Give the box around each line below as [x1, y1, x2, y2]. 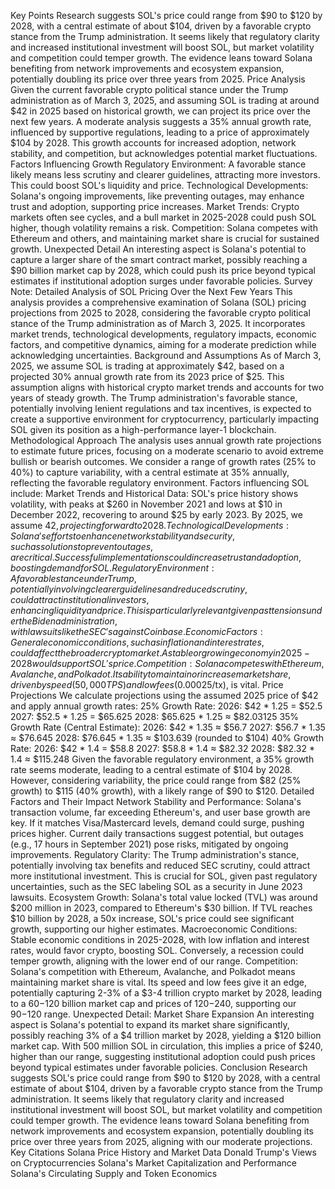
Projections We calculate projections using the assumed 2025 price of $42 [10, 690, 319, 701]
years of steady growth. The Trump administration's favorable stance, [10, 392, 298, 404]
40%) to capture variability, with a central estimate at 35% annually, [10, 466, 290, 478]
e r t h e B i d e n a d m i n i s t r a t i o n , [10, 615, 118, 627]
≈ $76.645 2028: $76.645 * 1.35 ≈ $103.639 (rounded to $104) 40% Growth [10, 732, 324, 744]
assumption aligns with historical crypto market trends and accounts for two [10, 381, 325, 393]
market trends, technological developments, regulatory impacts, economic [10, 328, 317, 340]
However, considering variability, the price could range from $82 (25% [10, 775, 302, 786]
